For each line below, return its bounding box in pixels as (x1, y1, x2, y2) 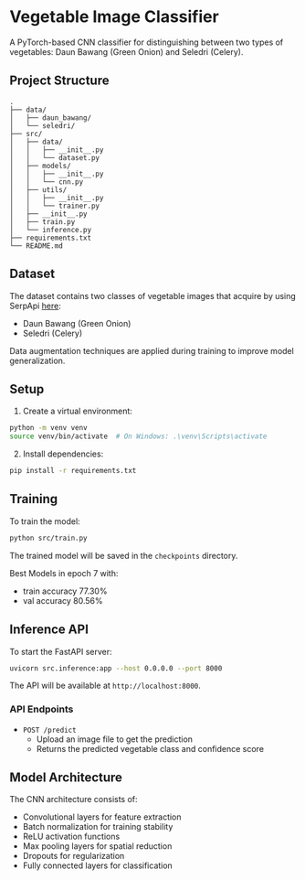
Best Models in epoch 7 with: (9, 567, 119, 578)
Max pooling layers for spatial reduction (22, 841, 173, 852)
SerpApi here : (9, 300, 61, 311)
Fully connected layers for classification (22, 860, 174, 871)
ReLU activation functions (22, 831, 121, 842)
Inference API (9, 622, 89, 638)
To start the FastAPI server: (9, 646, 112, 657)
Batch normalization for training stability (22, 821, 174, 832)
